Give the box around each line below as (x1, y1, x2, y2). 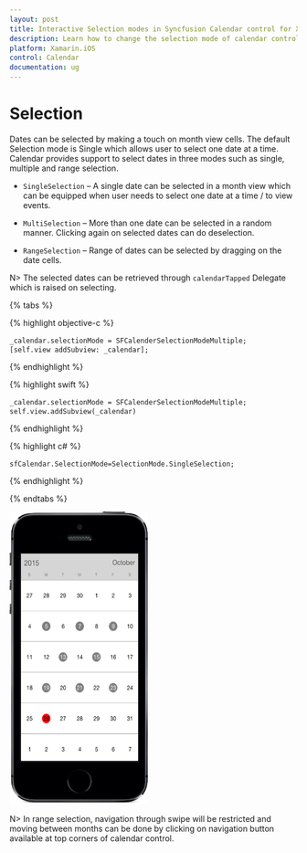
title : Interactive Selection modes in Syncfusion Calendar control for (9, 24, 292, 34)
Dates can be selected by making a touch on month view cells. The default (9, 133, 291, 144)
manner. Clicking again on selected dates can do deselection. (22, 226, 255, 237)
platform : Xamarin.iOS (9, 44, 96, 53)
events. (22, 199, 51, 210)
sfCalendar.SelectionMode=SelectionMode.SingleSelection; (9, 459, 235, 469)
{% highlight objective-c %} (9, 317, 114, 328)
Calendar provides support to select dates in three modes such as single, (9, 153, 285, 163)
